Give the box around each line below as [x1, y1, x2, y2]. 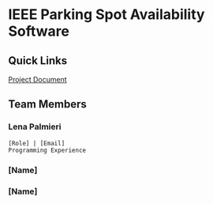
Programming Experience [8, 146, 87, 154]
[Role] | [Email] [8, 139, 65, 147]
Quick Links [8, 54, 68, 67]
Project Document [8, 75, 67, 84]
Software [8, 22, 69, 40]
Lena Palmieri [8, 121, 62, 132]
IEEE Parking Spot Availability [8, 6, 205, 24]
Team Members [8, 97, 87, 111]
